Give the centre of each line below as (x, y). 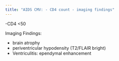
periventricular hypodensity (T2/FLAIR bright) (59, 48)
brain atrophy (26, 43)
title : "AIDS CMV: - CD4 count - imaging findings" (60, 10)
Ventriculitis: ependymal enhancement (52, 53)
